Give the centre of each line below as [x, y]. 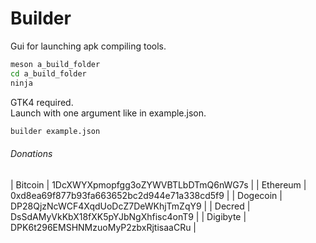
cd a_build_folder [48, 73]
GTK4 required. [42, 102]
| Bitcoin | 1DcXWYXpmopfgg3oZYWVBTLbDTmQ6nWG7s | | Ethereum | [158, 184]
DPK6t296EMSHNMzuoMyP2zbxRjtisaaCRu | [103, 227]
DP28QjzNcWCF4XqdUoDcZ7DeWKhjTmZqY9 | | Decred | [130, 206]
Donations [31, 154]
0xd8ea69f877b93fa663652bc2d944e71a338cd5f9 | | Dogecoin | [146, 195]
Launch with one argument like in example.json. [108, 113]
